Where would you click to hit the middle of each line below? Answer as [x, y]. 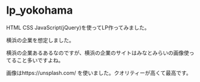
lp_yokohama [40, 10]
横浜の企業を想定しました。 [40, 40]
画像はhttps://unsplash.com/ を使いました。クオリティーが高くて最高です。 [99, 72]
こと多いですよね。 [40, 60]
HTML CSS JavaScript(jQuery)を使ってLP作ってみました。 [78, 27]
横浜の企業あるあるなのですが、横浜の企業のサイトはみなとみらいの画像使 [98, 53]
